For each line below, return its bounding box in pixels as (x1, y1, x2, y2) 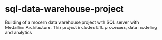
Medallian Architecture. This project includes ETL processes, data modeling (5, 24, 157, 30)
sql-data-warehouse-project (5, 3, 124, 14)
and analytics (5, 29, 32, 35)
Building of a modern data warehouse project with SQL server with (5, 19, 139, 25)
